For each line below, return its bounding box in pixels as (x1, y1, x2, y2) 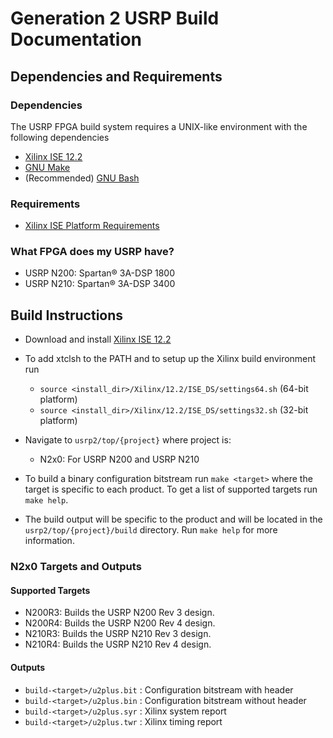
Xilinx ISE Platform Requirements (24, 220, 160, 232)
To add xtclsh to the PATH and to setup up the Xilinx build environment (24, 353, 317, 365)
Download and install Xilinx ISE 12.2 (24, 333, 172, 346)
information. (24, 535, 75, 547)
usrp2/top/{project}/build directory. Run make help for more (24, 524, 278, 536)
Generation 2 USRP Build (10, 7, 220, 30)
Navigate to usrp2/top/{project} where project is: (24, 434, 232, 446)
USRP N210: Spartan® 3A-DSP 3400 (24, 278, 176, 290)
